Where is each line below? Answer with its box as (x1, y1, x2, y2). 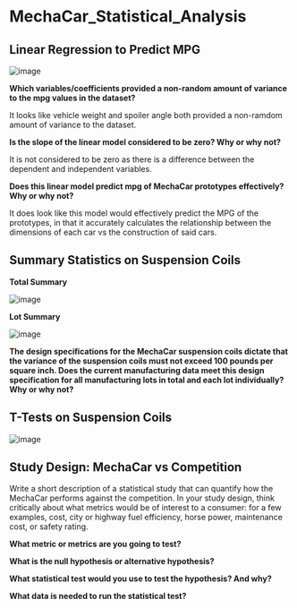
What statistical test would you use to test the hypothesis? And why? (9, 573, 272, 584)
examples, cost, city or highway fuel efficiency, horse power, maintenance (9, 512, 284, 523)
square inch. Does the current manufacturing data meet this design (9, 364, 265, 375)
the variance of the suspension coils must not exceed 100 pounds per (9, 355, 274, 366)
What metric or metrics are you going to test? (9, 539, 182, 550)
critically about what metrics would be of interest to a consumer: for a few (9, 502, 282, 513)
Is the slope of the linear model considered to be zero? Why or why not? (9, 137, 282, 147)
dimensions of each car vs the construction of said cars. (9, 227, 217, 237)
